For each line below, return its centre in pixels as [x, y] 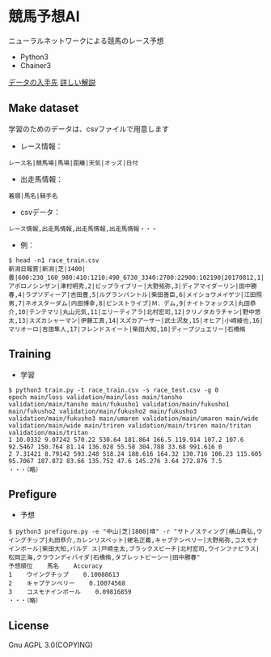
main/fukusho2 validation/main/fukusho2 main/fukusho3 [103, 411]
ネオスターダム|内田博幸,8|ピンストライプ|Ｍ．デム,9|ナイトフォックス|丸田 [138, 303]
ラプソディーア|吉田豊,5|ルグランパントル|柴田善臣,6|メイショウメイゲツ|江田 [141, 294]
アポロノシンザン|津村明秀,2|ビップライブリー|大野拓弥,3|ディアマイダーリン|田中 [130, 286]
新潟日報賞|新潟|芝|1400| [47, 268]
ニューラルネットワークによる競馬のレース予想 [86, 41]
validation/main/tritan [49, 432]
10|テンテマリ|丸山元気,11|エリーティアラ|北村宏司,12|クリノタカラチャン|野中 [136, 312]
